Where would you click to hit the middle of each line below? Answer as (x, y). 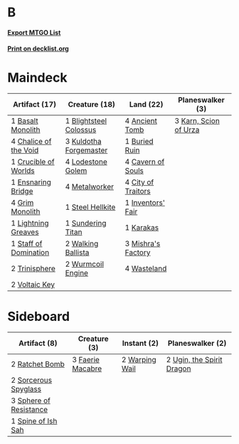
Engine (77, 273)
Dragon (179, 369)
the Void (25, 150)
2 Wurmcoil (85, 264)
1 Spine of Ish (34, 421)
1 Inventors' (145, 203)
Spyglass (26, 389)
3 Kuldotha (83, 142)
